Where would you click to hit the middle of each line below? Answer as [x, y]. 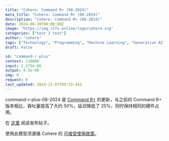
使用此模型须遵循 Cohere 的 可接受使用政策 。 [52, 133]
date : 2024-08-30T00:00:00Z [35, 24]
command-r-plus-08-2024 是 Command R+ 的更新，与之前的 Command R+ [83, 99]
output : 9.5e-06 [22, 70]
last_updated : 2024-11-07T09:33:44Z [44, 85]
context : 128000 [22, 61]
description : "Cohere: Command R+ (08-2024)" [54, 19]
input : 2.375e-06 [23, 66]
